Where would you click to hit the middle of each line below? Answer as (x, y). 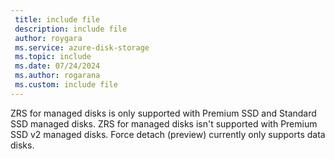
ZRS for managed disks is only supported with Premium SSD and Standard (163, 113)
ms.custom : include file (66, 85)
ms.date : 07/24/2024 (57, 66)
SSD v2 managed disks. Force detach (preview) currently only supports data (168, 134)
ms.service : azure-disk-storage (82, 47)
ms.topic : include (53, 57)
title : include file (57, 19)
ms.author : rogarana (57, 76)
